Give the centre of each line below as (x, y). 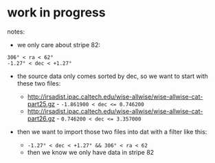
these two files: (39, 83)
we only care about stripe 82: (59, 45)
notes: (16, 32)
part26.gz (41, 118)
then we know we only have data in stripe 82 (91, 152)
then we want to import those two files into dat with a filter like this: (112, 131)
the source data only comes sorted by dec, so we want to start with (112, 76)
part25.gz (41, 103)
